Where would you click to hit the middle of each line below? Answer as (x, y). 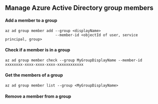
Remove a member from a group (38, 96)
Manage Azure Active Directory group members (79, 8)
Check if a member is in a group (38, 50)
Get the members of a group (34, 75)
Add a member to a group (31, 20)
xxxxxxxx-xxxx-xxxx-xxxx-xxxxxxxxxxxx (44, 64)
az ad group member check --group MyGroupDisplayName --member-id (74, 60)
